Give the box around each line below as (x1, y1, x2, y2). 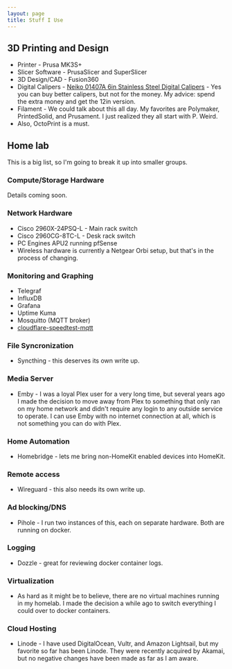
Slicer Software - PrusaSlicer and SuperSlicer (17, 68, 148, 76)
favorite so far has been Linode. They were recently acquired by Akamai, (17, 647, 225, 655)
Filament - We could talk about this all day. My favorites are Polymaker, (17, 105, 220, 113)
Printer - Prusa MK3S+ (17, 60, 82, 69)
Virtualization (7, 576, 54, 586)
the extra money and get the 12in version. (17, 98, 136, 106)
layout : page (7, 10, 45, 17)
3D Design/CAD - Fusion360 (17, 76, 99, 84)
